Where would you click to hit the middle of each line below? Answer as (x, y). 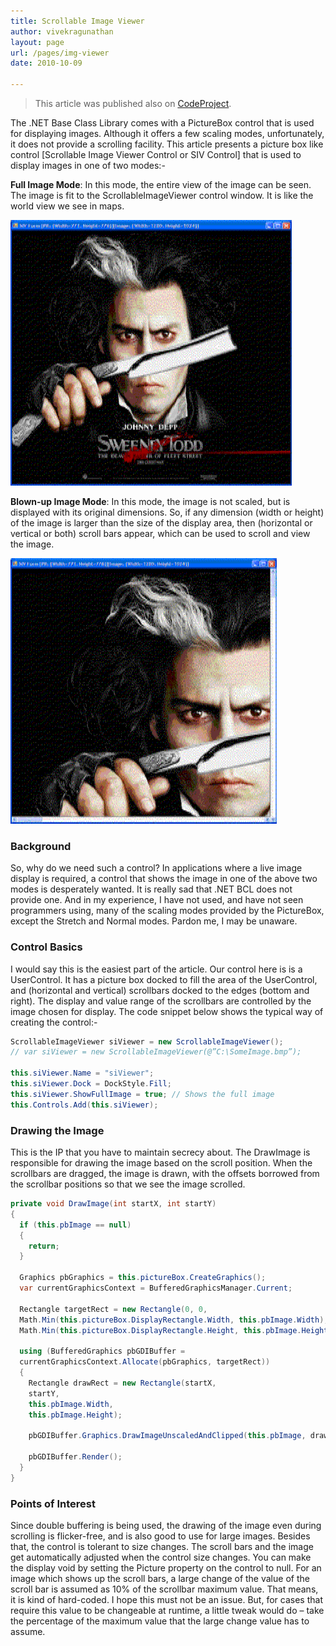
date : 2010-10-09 (46, 63)
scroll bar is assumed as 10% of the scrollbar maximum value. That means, (164, 1589)
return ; (44, 1246)
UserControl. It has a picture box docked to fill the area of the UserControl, (164, 979)
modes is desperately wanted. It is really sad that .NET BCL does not (151, 889)
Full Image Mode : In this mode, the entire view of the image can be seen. (161, 184)
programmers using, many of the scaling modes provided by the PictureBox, (167, 911)
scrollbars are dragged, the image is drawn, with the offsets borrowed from (165, 1174)
